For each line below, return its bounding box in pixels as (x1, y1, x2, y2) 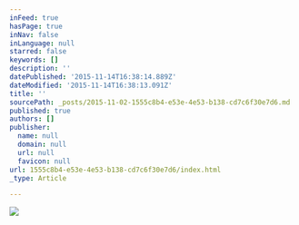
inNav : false (9, 30, 59, 39)
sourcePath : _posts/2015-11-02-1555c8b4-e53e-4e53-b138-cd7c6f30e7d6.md (9, 97, 291, 107)
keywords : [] (9, 55, 59, 64)
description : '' (9, 64, 71, 73)
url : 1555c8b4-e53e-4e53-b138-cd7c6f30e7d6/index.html (9, 165, 222, 174)
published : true (9, 106, 71, 115)
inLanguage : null (9, 38, 75, 48)
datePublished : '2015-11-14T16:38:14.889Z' (9, 73, 177, 82)
